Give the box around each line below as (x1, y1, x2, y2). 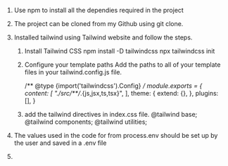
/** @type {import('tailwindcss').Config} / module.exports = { (24, 82, 203, 90)
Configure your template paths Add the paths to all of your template (24, 60, 221, 69)
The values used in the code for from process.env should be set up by (13, 132, 218, 139)
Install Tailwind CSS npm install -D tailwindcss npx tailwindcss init (24, 47, 215, 55)
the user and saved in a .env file (13, 139, 107, 147)
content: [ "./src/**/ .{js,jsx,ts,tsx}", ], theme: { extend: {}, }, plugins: (24, 89, 219, 97)
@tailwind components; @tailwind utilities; (24, 117, 148, 126)
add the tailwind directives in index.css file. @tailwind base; (24, 110, 198, 118)
